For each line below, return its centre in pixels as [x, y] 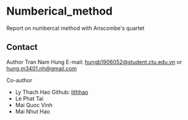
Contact [22, 47]
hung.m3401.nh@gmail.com [42, 68]
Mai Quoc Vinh [34, 105]
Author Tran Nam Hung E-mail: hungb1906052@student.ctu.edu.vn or [94, 62]
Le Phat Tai [29, 98]
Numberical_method [60, 11]
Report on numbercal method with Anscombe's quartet [75, 28]
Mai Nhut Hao [32, 111]
